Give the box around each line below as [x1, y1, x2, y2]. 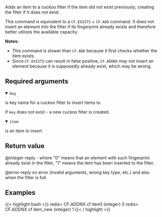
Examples [5, 189, 36, 197]
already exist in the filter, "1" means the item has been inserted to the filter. [5, 160, 155, 166]
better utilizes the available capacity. [5, 29, 79, 34]
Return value [5, 142, 45, 150]
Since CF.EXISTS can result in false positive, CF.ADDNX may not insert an [12, 58, 154, 64]
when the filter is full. [5, 174, 48, 180]
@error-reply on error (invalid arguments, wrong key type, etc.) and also [5, 169, 150, 175]
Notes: [5, 38, 19, 44]
